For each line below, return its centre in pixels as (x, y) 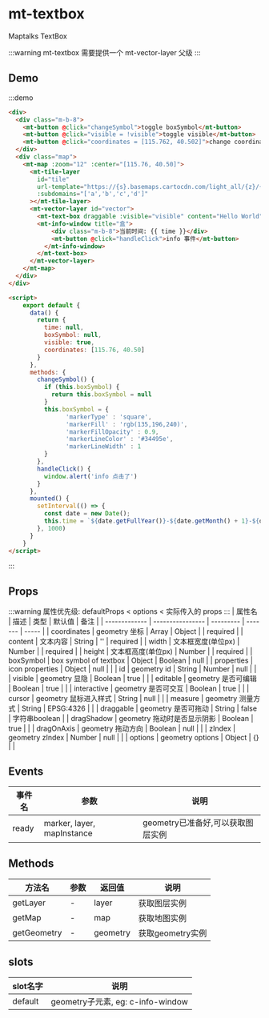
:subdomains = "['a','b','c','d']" (93, 194)
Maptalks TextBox (38, 36)
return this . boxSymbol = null (101, 395)
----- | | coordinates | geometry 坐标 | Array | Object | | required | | (133, 631)
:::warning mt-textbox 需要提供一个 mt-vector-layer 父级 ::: (105, 52)
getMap (27, 917)
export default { (52, 305)
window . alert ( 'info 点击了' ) (90, 476)
